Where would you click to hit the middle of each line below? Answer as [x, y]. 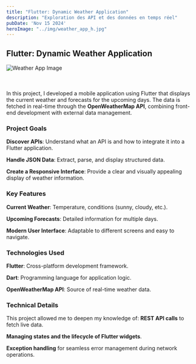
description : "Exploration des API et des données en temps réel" [92, 18]
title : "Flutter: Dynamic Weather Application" [68, 12]
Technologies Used [35, 252]
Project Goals [27, 128]
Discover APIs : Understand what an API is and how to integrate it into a [96, 142]
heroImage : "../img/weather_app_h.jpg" [57, 29]
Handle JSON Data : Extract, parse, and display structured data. [86, 160]
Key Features [26, 194]
